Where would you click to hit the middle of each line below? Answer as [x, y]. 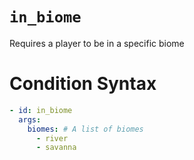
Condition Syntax [83, 84]
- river [52, 138]
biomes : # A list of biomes [85, 129]
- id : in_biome [41, 110]
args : [30, 119]
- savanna [56, 148]
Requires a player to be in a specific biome [97, 43]
